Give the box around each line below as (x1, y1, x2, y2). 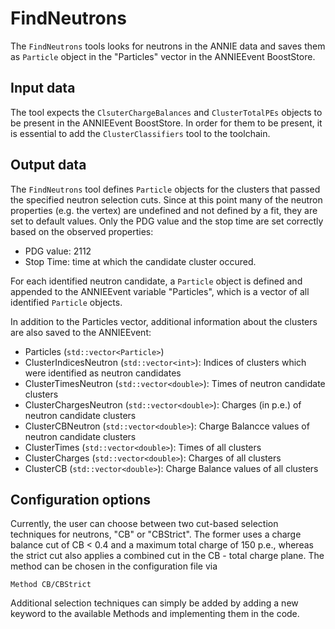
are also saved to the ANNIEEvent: (10, 326, 152, 338)
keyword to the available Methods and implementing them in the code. (10, 608, 300, 620)
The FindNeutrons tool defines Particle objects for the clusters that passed (10, 183, 321, 195)
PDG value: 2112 (24, 245, 92, 257)
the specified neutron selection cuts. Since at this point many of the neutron (10, 193, 323, 206)
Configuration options (10, 491, 152, 508)
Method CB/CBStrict (10, 580, 92, 590)
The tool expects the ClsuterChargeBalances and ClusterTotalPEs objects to (10, 106, 323, 118)
